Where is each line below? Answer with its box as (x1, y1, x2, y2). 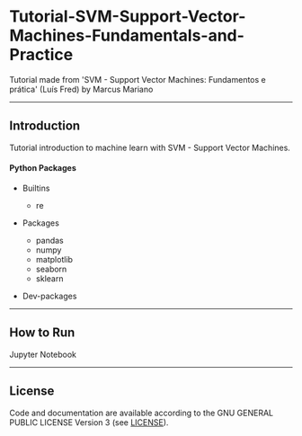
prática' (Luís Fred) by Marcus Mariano (9, 84, 154, 94)
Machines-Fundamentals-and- (9, 25, 245, 46)
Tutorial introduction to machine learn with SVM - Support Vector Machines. (9, 142, 290, 153)
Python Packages (9, 163, 76, 174)
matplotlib (35, 254, 74, 264)
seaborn (35, 263, 67, 274)
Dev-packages (22, 290, 77, 301)
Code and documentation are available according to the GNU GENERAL (9, 407, 274, 418)
